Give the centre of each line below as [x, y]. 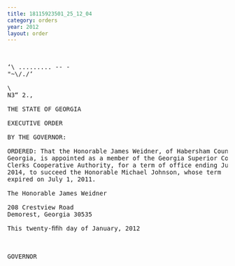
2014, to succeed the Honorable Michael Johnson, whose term [114, 172]
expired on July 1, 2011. [52, 179]
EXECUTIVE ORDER [35, 123]
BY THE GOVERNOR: [37, 137]
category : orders [33, 20]
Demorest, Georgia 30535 [50, 214]
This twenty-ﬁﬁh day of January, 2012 [74, 228]
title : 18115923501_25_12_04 [50, 14]
